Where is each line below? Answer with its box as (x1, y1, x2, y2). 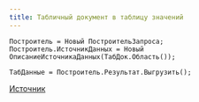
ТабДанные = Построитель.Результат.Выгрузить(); (9, 68, 192, 76)
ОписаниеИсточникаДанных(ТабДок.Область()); (9, 52, 176, 62)
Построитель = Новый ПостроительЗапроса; (9, 37, 165, 46)
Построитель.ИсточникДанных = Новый (9, 45, 144, 54)
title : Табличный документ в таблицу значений (9, 12, 184, 22)
